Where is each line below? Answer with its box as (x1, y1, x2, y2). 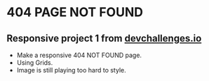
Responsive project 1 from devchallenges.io (6, 32, 202, 44)
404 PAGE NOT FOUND (6, 4, 143, 20)
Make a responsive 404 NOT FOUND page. (16, 51, 142, 59)
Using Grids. (16, 58, 53, 67)
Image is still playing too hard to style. (16, 66, 127, 74)
